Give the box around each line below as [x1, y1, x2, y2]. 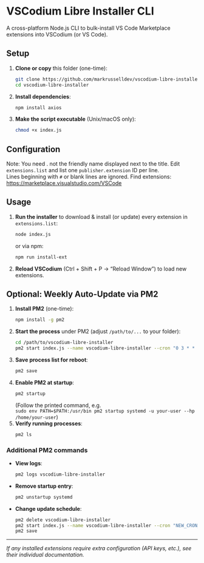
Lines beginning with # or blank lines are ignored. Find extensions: [6, 173, 172, 180]
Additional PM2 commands [6, 446, 88, 454]
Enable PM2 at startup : [15, 379, 75, 386]
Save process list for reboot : [15, 356, 88, 363]
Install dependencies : [15, 93, 71, 100]
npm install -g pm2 [15, 317, 65, 323]
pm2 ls [15, 431, 32, 437]
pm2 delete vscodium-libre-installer [15, 517, 111, 523]
